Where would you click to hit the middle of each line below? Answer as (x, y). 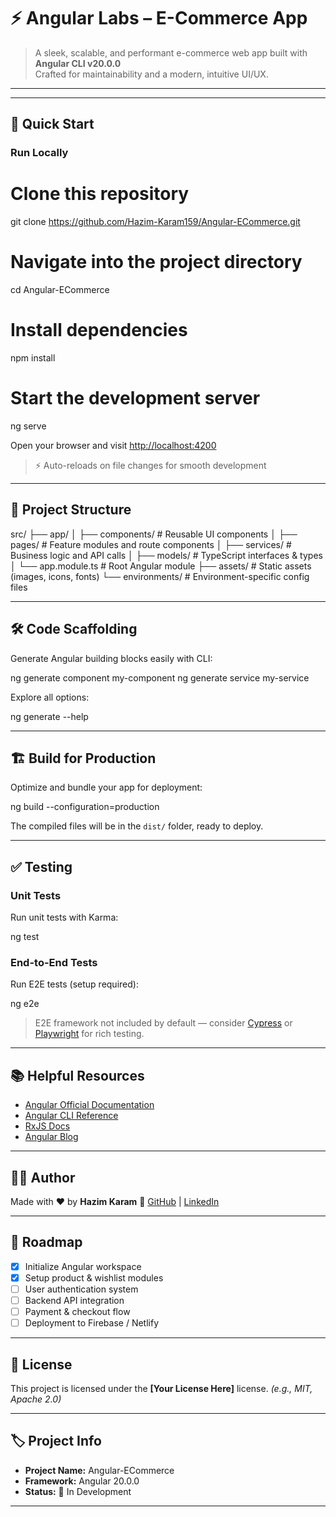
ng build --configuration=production (85, 807)
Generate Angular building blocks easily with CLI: (111, 658)
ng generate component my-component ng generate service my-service (160, 677)
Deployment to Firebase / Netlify (92, 1323)
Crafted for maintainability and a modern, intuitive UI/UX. (151, 74)
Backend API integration (74, 1301)
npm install (33, 358)
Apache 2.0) (36, 1399)
